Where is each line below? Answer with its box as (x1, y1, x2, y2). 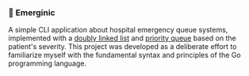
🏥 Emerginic (8, 7, 56, 18)
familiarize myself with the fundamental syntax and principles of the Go (8, 51, 241, 60)
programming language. (8, 59, 87, 68)
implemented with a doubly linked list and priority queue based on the (8, 33, 236, 43)
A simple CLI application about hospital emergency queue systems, (8, 25, 228, 35)
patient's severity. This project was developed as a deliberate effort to (8, 42, 237, 51)
